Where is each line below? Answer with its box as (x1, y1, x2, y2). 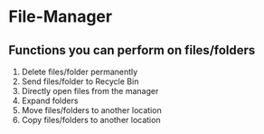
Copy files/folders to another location (21, 115, 161, 125)
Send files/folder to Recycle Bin (21, 76, 139, 87)
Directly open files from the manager (21, 86, 159, 96)
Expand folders (21, 95, 79, 106)
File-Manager (8, 6, 113, 27)
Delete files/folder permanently (21, 66, 138, 77)
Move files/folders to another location (21, 105, 162, 115)
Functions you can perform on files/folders (8, 43, 256, 58)
